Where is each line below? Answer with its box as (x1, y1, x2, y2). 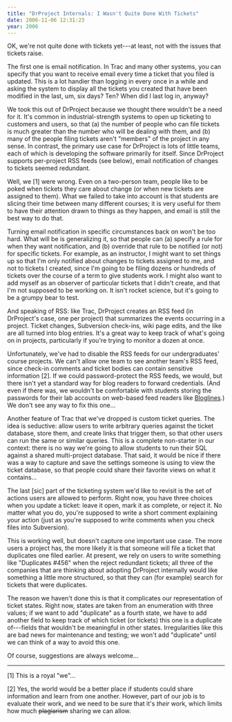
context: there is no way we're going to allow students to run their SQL (7, 444, 208, 453)
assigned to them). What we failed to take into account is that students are (7, 192, 219, 200)
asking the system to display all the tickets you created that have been (7, 84, 207, 93)
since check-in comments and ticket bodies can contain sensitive (7, 364, 193, 373)
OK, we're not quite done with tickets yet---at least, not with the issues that (7, 42, 222, 50)
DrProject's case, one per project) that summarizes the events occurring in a (7, 314, 225, 323)
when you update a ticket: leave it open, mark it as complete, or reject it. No (7, 502, 222, 510)
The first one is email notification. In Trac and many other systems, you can (7, 63, 222, 71)
